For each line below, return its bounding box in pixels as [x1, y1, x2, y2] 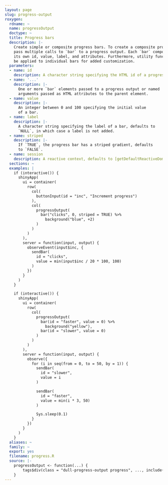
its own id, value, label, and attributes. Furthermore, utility [14, 54, 153, 59]
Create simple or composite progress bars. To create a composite [14, 45, 155, 50]
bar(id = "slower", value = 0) [40, 329, 106, 334]
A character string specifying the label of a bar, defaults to [18, 124, 155, 129]
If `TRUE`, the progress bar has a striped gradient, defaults [18, 142, 153, 148]
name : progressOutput [9, 26, 55, 31]
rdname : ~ [9, 21, 30, 27]
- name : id [9, 68, 32, 73]
